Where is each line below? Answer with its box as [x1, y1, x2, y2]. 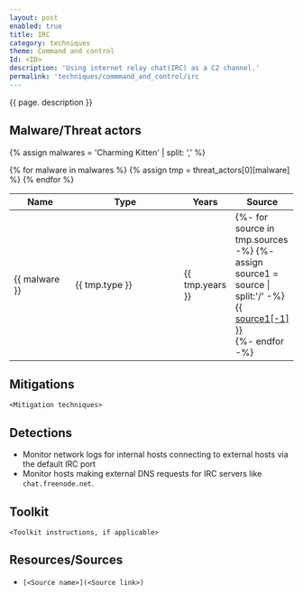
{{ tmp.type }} [75, 278, 133, 291]
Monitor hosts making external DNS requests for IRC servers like [22, 469, 262, 479]
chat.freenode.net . [22, 478, 95, 488]
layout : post [9, 13, 59, 23]
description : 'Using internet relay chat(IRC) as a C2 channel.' [9, 64, 260, 73]
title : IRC [9, 30, 50, 39]
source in [234, 222, 275, 235]
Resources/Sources [9, 553, 124, 568]
